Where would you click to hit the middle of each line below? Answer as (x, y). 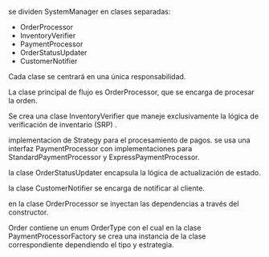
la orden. (23, 100)
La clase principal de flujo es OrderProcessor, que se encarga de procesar (131, 92)
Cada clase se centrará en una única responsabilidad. (97, 76)
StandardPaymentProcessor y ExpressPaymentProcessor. (104, 157)
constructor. (29, 212)
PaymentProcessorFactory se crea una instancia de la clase (107, 236)
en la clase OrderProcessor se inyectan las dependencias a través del (124, 204)
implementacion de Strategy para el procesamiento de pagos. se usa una (129, 140)
